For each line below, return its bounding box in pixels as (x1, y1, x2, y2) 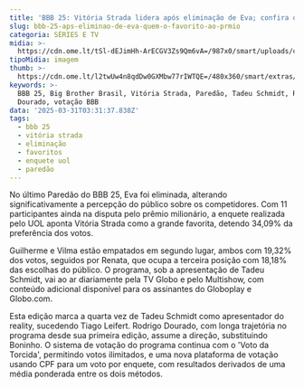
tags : (9, 114, 30, 123)
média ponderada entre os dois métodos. (9, 368, 163, 380)
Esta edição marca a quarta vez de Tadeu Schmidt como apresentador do (9, 311, 285, 322)
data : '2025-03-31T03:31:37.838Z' (9, 106, 140, 115)
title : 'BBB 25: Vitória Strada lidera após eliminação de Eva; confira (9, 13, 290, 23)
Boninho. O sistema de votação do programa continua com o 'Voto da (9, 340, 270, 351)
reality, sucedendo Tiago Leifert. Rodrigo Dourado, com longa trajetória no (9, 320, 288, 331)
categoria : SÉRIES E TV (9, 30, 100, 39)
